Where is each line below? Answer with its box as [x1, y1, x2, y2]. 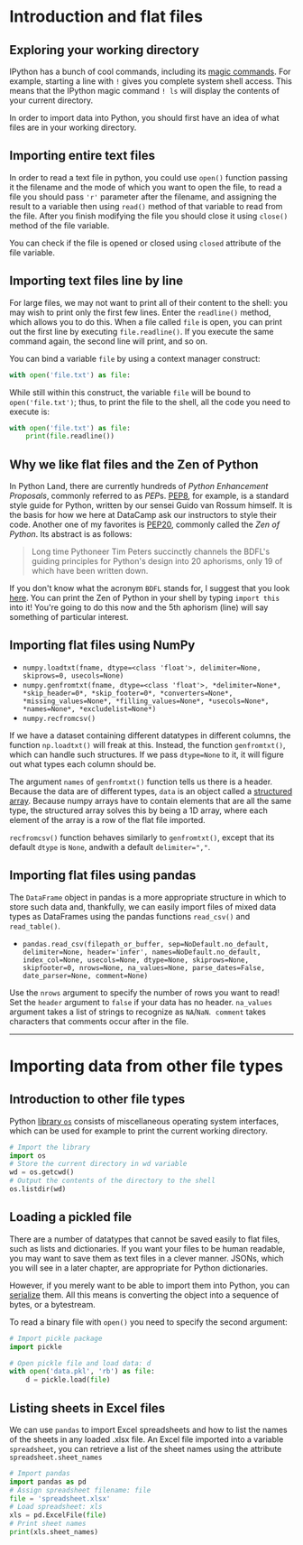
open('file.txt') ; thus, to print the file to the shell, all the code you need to [9, 396, 291, 407]
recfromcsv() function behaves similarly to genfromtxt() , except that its [9, 832, 275, 843]
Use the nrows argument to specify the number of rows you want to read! [9, 986, 280, 998]
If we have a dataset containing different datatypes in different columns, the [9, 729, 291, 741]
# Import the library [9, 1143, 91, 1152]
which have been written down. [31, 566, 149, 577]
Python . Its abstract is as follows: [9, 529, 133, 540]
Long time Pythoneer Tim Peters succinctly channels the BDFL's [31, 546, 271, 557]
